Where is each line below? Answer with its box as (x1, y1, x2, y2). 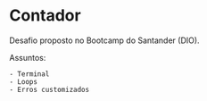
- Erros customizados (9, 85, 90, 94)
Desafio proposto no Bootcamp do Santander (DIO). (9, 35, 200, 46)
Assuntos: (9, 52, 46, 63)
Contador (9, 5, 82, 26)
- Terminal (9, 69, 50, 79)
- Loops (9, 77, 38, 86)
